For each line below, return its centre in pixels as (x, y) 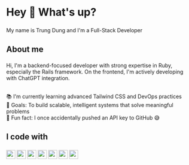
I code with (27, 137)
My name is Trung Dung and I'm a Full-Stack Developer (74, 30)
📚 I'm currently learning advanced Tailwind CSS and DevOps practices (94, 97)
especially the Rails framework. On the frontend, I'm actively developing (95, 72)
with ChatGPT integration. (38, 78)
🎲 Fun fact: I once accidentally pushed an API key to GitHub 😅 (83, 118)
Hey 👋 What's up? (51, 12)
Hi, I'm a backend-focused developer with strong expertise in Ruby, (89, 66)
